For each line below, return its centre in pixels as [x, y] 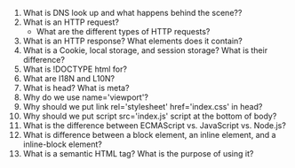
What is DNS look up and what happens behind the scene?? [132, 13]
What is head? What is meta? [76, 88]
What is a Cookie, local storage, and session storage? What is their [145, 50]
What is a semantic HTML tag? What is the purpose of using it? [138, 153]
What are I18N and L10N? [69, 78]
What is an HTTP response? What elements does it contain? [132, 41]
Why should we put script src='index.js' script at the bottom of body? [150, 116]
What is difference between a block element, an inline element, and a [149, 135]
